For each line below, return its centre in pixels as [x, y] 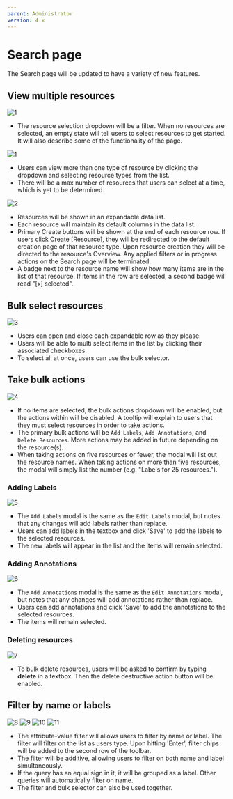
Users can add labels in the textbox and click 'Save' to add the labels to [120, 531]
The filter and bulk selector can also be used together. [95, 787]
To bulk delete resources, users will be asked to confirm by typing [112, 669]
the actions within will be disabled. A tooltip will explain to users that [115, 417]
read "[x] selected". [45, 284]
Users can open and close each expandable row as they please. [109, 336]
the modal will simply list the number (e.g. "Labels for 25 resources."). [117, 469]
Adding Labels [32, 487]
